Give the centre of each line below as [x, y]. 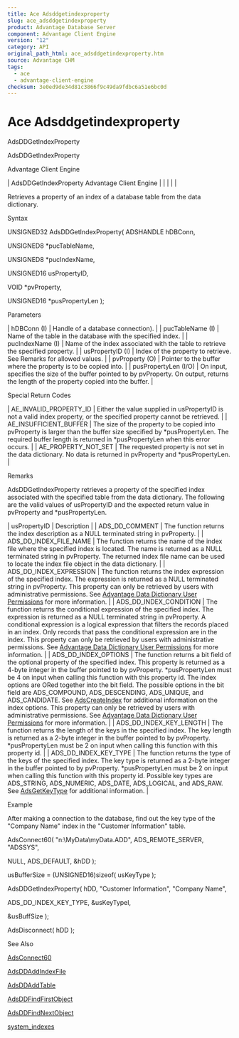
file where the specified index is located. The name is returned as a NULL [115, 549]
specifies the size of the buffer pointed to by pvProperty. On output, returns [118, 374]
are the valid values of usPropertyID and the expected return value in [108, 505]
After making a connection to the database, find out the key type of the [111, 819]
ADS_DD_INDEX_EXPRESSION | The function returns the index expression [116, 572]
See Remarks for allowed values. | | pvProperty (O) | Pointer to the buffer [114, 359]
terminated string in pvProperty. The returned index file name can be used [116, 557]
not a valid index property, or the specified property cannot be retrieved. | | [117, 416]
